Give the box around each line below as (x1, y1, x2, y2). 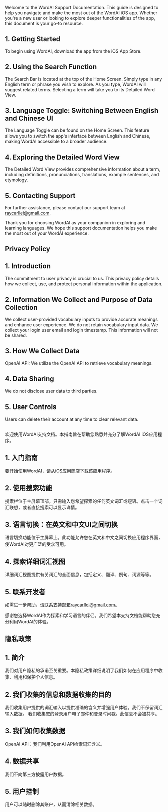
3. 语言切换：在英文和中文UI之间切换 (5, 520, 118, 529)
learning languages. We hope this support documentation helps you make (5, 225, 157, 231)
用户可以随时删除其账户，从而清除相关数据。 (5, 801, 97, 807)
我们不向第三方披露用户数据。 (5, 771, 66, 777)
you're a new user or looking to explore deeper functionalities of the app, (5, 15, 156, 21)
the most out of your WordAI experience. (5, 230, 89, 236)
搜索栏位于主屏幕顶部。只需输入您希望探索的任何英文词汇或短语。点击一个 (5, 498, 158, 504)
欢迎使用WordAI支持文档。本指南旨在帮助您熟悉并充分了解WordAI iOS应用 (5, 431, 158, 437)
